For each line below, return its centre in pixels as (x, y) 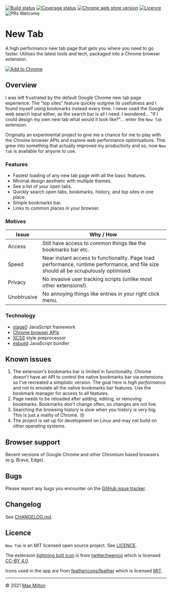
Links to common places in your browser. (56, 208)
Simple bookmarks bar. (37, 203)
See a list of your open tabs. (42, 187)
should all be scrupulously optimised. (87, 271)
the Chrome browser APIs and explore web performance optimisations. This (85, 140)
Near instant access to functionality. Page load (98, 258)
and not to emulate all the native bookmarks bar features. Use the (82, 388)
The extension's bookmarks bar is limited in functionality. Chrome (82, 372)
